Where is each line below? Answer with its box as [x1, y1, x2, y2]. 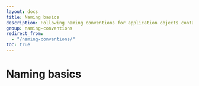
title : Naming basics [6, 14, 60, 20]
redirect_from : [6, 31, 44, 37]
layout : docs [6, 8, 38, 15]
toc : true [6, 42, 31, 48]
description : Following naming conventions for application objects [6, 20, 179, 26]
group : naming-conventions [6, 25, 73, 31]
